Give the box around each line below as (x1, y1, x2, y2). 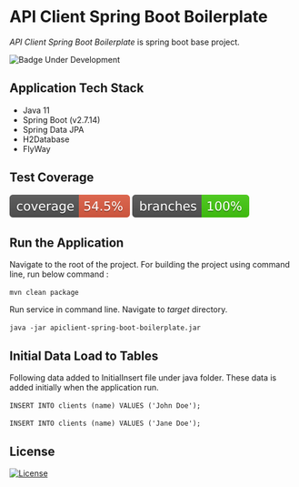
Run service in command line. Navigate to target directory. (9, 304, 228, 315)
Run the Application (9, 235, 125, 250)
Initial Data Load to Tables (9, 348, 159, 363)
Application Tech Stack (9, 80, 145, 96)
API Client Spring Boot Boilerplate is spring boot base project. (9, 36, 241, 47)
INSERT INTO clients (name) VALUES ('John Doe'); (9, 401, 202, 411)
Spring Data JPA (22, 124, 85, 135)
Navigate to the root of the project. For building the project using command (9, 259, 291, 270)
